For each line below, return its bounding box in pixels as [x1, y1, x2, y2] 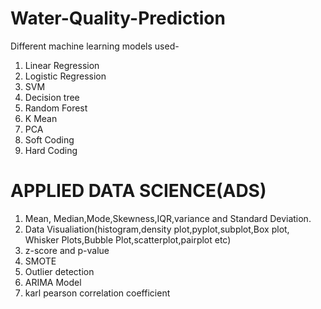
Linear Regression [24, 59, 100, 71]
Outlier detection [24, 265, 95, 277]
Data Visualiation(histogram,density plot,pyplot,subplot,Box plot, [24, 223, 290, 235]
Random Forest [24, 102, 88, 114]
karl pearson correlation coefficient [24, 287, 171, 299]
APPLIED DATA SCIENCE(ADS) [10, 180, 267, 202]
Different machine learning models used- [10, 40, 180, 52]
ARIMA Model [24, 276, 82, 288]
